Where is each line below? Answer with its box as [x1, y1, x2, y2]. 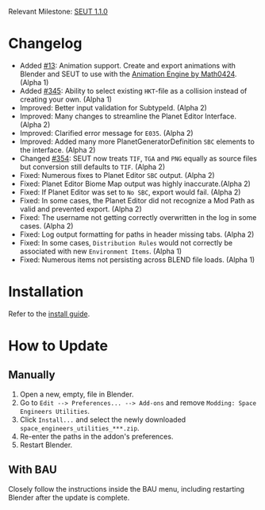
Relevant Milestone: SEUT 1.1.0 [8, 7, 109, 16]
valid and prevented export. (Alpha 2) [19, 204, 142, 214]
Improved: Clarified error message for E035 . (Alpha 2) [19, 128, 194, 137]
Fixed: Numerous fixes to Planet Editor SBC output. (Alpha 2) [19, 170, 216, 180]
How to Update [8, 337, 109, 355]
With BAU [8, 463, 57, 477]
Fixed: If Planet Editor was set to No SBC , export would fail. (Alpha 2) [19, 187, 241, 197]
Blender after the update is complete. [8, 493, 130, 502]
